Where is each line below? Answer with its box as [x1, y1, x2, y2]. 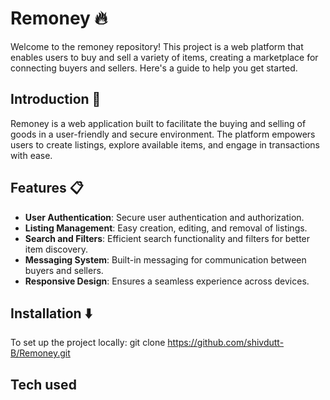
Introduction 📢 [10, 91, 102, 108]
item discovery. [24, 243, 88, 255]
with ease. [10, 149, 53, 161]
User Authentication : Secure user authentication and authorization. [24, 211, 305, 223]
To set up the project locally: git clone [10, 337, 166, 349]
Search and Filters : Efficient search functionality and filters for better [24, 232, 311, 244]
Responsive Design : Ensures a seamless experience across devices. [24, 275, 310, 287]
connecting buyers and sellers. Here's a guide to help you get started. [10, 62, 298, 74]
